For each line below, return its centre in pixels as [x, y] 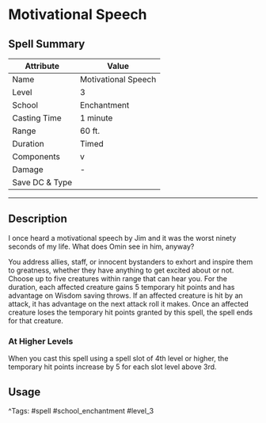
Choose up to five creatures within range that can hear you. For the [118, 278]
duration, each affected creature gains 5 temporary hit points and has [122, 287]
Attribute [42, 66]
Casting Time [37, 118]
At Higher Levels [41, 341]
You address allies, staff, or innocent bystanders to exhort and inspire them [131, 261]
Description [38, 219]
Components [36, 156]
